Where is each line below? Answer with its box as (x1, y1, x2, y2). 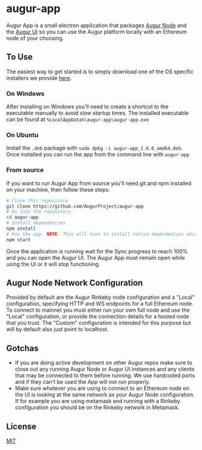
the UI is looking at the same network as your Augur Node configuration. (14, 391, 195, 398)
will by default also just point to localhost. (6, 325, 109, 333)
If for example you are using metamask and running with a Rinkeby (14, 398, 180, 405)
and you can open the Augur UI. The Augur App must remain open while (6, 254, 185, 261)
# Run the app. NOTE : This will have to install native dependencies (6, 231, 185, 237)
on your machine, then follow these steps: (6, 186, 110, 193)
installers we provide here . (6, 74, 72, 81)
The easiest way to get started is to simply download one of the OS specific (6, 68, 194, 75)
